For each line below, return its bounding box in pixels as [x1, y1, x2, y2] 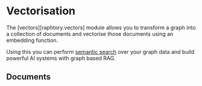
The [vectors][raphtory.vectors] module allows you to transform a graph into [6, 24, 196, 31]
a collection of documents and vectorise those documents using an [6, 30, 174, 37]
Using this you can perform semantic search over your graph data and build [6, 48, 195, 55]
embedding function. [6, 36, 58, 44]
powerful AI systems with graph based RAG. [6, 54, 116, 62]
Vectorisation [6, 4, 75, 18]
